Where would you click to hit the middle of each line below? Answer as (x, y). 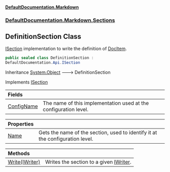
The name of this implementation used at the (96, 103)
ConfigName (23, 106)
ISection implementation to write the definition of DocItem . (66, 49)
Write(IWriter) (24, 162)
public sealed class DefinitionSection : (50, 58)
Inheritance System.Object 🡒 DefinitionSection (58, 72)
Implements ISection (27, 82)
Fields (15, 95)
